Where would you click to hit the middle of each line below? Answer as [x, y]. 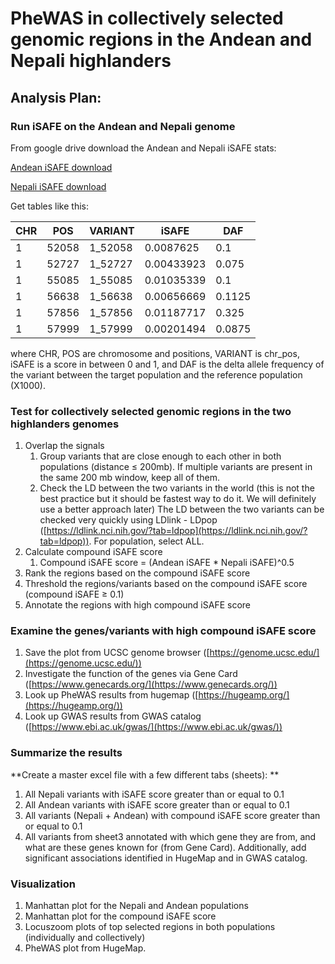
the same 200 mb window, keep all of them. [129, 478]
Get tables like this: [50, 206]
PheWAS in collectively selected [147, 18]
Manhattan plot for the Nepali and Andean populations [136, 906]
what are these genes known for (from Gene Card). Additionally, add [165, 847]
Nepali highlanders [91, 61]
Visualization [43, 884]
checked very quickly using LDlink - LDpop [128, 520]
